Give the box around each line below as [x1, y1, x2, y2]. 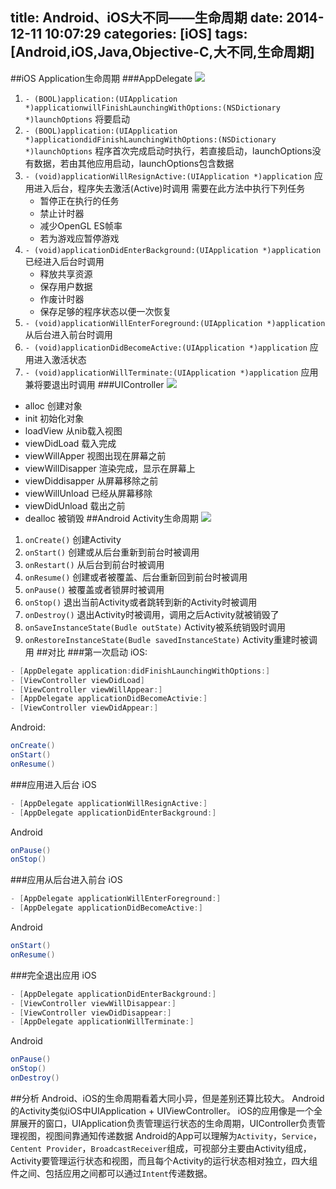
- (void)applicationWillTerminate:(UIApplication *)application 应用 [24, 366, 319, 378]
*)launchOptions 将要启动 [24, 113, 131, 125]
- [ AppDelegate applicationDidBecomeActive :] [10, 903, 203, 913]
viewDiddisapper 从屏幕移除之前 [24, 474, 159, 487]
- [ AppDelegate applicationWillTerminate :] [10, 1017, 195, 1027]
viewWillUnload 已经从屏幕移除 [24, 487, 153, 499]
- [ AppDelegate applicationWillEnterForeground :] [10, 894, 222, 904]
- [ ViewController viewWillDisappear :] [10, 998, 177, 1008]
